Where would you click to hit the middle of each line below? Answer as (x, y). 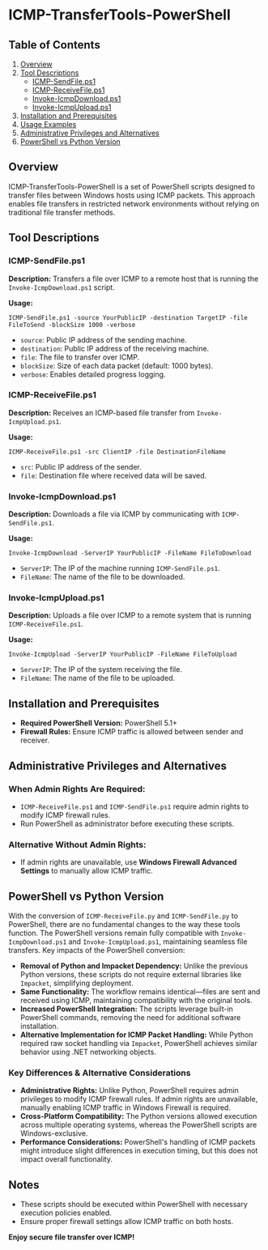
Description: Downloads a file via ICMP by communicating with (114, 514)
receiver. (35, 740)
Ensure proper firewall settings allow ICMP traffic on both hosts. (126, 1222)
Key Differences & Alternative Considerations (100, 1073)
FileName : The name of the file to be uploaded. (98, 678)
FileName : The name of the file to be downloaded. (102, 577)
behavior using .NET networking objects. (88, 1052)
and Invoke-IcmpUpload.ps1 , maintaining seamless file (158, 942)
